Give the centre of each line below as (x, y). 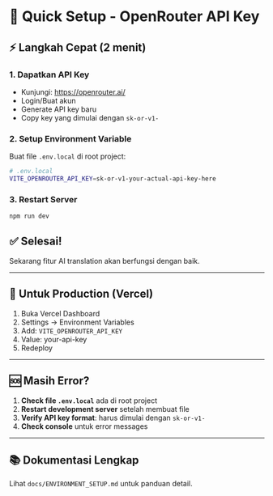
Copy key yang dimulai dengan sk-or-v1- (90, 117)
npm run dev (29, 216)
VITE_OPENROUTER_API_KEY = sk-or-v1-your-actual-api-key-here (113, 179)
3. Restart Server (43, 199)
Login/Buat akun (48, 100)
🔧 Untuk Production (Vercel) (81, 294)
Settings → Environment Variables (77, 322)
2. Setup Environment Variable (70, 138)
